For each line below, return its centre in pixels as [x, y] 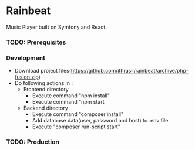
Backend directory [46, 108]
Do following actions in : [44, 83]
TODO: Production [33, 142]
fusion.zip [27, 77]
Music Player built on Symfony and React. [56, 27]
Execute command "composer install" [78, 114]
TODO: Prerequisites [36, 42]
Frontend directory [46, 90]
